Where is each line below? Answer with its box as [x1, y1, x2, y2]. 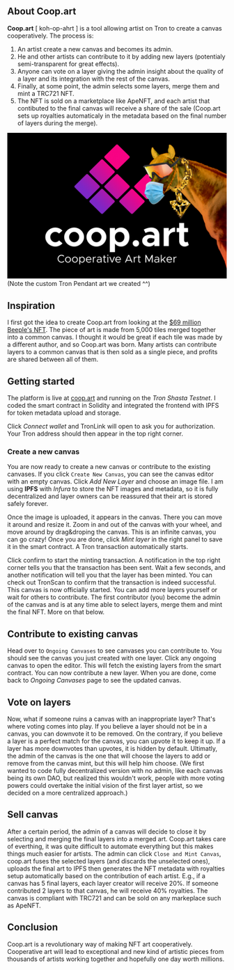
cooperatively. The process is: [7, 31, 94, 40]
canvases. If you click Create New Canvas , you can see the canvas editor [7, 470, 214, 479]
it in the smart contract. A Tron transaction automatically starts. [7, 543, 189, 551]
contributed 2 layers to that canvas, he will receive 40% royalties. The [7, 886, 208, 895]
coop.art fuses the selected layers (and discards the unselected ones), [7, 857, 210, 865]
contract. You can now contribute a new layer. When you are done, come [7, 669, 217, 677]
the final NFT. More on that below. [7, 608, 105, 617]
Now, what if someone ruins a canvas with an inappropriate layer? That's [7, 715, 216, 723]
